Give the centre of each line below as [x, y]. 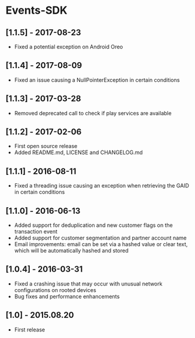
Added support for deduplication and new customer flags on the [93, 225]
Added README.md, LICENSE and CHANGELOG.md [78, 152]
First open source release [46, 146]
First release [30, 330]
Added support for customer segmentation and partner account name [100, 238]
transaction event [36, 232]
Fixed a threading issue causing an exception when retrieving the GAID [102, 186]
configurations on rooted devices [55, 290]
